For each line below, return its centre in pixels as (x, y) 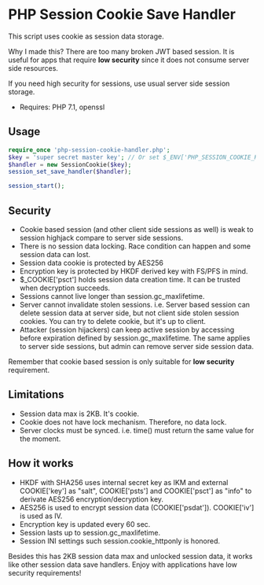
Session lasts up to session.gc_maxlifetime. (90, 532)
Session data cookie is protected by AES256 (91, 263)
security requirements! (45, 572)
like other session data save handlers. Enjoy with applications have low (123, 565)
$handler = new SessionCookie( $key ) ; (70, 164)
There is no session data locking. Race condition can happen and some (135, 246)
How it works (41, 464)
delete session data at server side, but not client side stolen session (129, 313)
